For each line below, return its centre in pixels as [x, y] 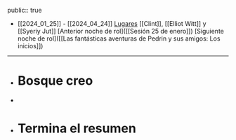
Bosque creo [55, 81]
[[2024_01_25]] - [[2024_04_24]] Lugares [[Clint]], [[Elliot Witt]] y [112, 23]
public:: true [25, 10]
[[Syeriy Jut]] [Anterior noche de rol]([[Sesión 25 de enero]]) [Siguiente [121, 31]
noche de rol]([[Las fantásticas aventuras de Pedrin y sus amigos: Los [119, 38]
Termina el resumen [77, 128]
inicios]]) [30, 46]
